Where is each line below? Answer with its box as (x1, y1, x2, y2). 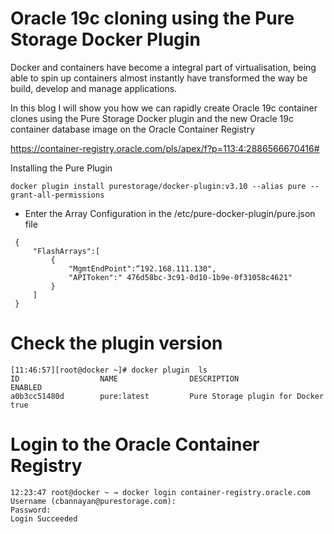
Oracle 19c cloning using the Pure (10, 7, 295, 30)
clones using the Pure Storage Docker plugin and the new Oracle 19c (10, 112, 294, 124)
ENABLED (10, 382, 43, 392)
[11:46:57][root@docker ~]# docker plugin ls (10, 365, 208, 375)
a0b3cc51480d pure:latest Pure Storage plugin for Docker (10, 391, 325, 401)
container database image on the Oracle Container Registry (10, 123, 256, 135)
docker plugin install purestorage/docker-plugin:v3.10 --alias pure (10, 181, 307, 191)
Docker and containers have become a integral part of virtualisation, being (10, 61, 317, 73)
